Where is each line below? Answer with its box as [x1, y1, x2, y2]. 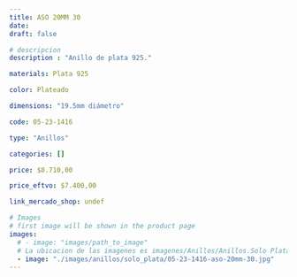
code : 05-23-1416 [9, 117, 73, 127]
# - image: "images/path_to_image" [17, 238, 148, 247]
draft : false [9, 29, 57, 38]
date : [9, 21, 29, 30]
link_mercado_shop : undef [9, 197, 104, 206]
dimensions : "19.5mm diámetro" [9, 102, 125, 111]
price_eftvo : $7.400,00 [9, 181, 97, 190]
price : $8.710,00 [9, 165, 73, 174]
